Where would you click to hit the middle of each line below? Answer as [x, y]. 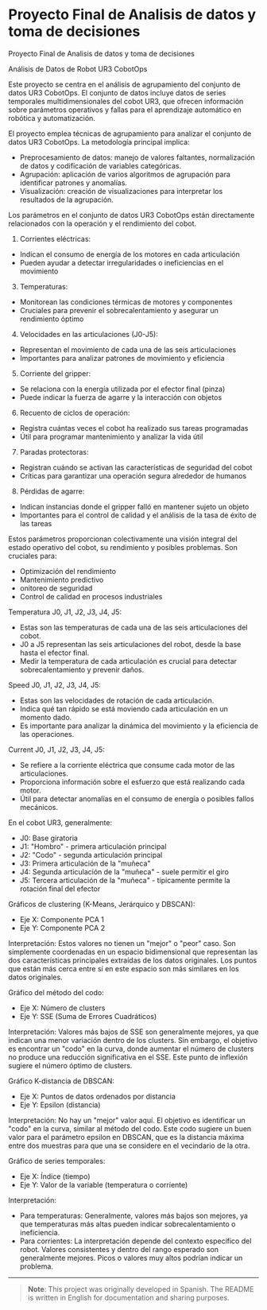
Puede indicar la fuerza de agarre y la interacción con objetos [121, 397]
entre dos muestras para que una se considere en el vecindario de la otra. [129, 1145]
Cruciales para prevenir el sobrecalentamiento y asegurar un [119, 310]
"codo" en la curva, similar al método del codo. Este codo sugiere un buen [130, 1128]
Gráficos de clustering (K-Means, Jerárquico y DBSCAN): [102, 904]
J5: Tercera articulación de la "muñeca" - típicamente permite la [125, 880]
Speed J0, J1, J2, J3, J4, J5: [55, 684]
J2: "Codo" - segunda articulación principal [91, 855]
